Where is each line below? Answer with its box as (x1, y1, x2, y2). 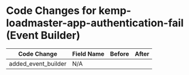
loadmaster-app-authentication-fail (6, 16, 184, 30)
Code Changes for (6, 4, 97, 17)
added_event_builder (9, 59, 67, 67)
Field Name (72, 49, 105, 58)
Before (110, 49, 129, 58)
